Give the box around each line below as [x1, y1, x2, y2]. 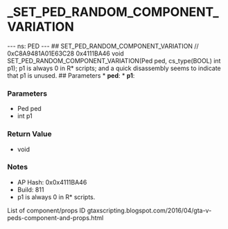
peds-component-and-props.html [7, 213, 104, 222]
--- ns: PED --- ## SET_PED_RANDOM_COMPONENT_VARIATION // [7, 42, 199, 50]
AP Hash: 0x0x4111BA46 [17, 178, 87, 186]
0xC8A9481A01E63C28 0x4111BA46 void [7, 49, 125, 58]
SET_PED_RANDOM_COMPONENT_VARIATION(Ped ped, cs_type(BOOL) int [7, 56, 221, 65]
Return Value [7, 129, 52, 139]
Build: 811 [17, 185, 44, 194]
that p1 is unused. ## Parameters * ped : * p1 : [7, 71, 135, 80]
